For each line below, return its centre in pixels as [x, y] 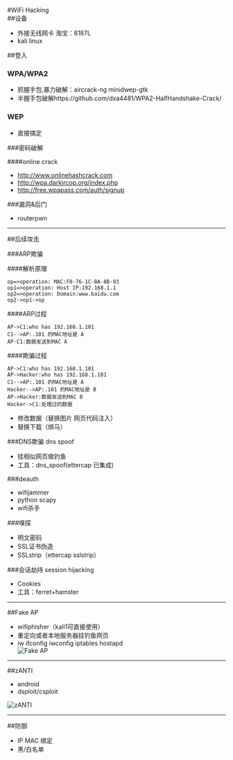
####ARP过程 [27, 314]
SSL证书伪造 [35, 546]
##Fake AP [23, 612]
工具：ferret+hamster [48, 592]
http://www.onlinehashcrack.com [65, 175]
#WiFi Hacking [28, 10]
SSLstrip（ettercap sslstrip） [59, 555]
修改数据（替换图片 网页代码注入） [67, 418]
